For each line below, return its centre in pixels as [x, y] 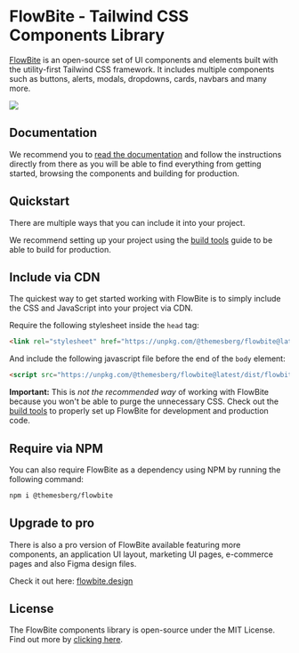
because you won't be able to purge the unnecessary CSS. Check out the [144, 401]
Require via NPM [57, 448]
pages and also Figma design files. [73, 563]
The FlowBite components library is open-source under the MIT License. [142, 630]
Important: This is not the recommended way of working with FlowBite [139, 392]
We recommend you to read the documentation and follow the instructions [145, 154]
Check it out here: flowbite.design [71, 581]
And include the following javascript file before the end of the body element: [148, 359]
